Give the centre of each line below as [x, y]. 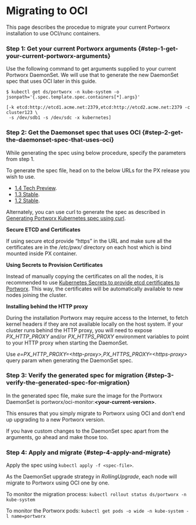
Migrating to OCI [47, 11]
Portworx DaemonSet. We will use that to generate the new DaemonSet [92, 75]
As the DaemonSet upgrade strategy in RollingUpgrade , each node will [92, 477]
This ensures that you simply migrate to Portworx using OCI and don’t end [96, 413]
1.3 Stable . [27, 194]
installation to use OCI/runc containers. [53, 33]
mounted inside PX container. [42, 253]
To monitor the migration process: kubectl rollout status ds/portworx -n [96, 494]
